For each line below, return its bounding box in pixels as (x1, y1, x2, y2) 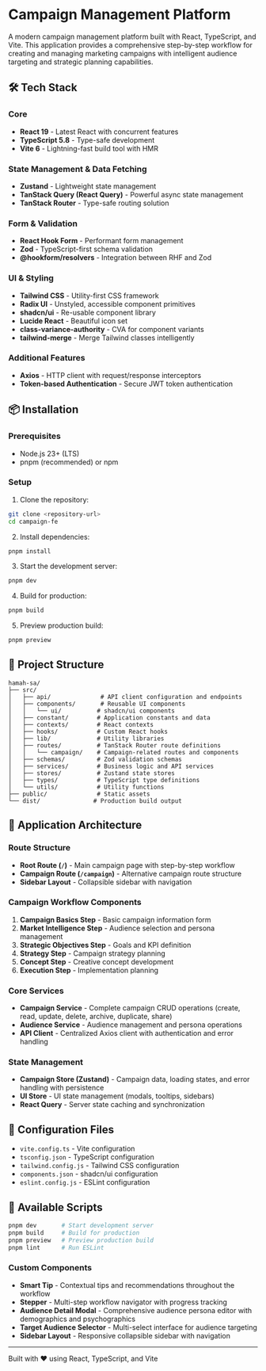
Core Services (8, 985, 65, 996)
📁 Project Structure (8, 658, 104, 671)
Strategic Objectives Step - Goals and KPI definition (19, 940, 192, 949)
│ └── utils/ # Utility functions (8, 783, 165, 791)
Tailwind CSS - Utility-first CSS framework (19, 291, 160, 300)
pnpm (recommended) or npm (19, 457, 119, 467)
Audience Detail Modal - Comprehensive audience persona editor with (19, 1305, 253, 1315)
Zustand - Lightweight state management (19, 181, 157, 191)
